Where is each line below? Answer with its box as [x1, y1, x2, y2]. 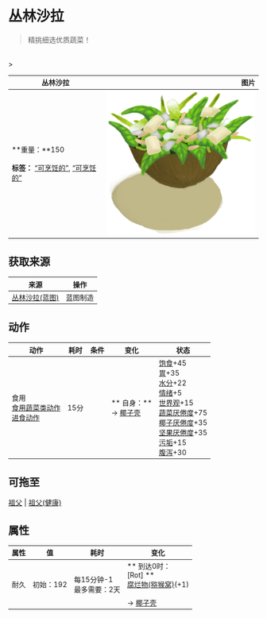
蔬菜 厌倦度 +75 [158, 407, 208, 417]
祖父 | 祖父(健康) [8, 498, 62, 508]
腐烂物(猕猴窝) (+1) [126, 579, 189, 589]
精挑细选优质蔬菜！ [27, 35, 91, 44]
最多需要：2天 [74, 585, 121, 594]
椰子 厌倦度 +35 [158, 418, 208, 427]
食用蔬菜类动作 [11, 403, 61, 412]
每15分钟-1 [74, 574, 114, 584]
